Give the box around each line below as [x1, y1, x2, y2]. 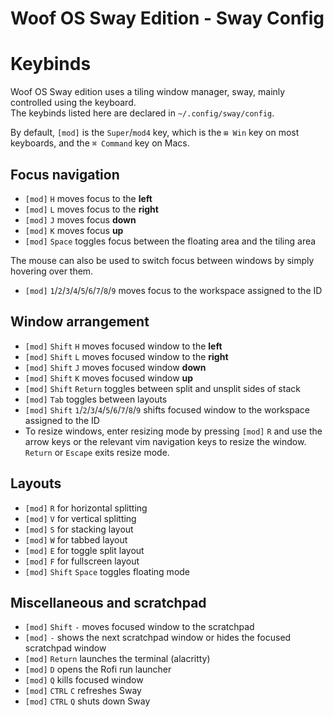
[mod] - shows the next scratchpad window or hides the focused [24, 632, 292, 644]
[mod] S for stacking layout [24, 523, 134, 535]
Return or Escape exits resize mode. [24, 446, 170, 458]
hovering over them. [10, 265, 94, 277]
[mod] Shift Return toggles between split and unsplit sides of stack [24, 382, 301, 394]
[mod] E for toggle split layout [24, 544, 145, 556]
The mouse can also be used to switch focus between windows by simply [10, 254, 315, 266]
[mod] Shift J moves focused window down [24, 361, 207, 373]
